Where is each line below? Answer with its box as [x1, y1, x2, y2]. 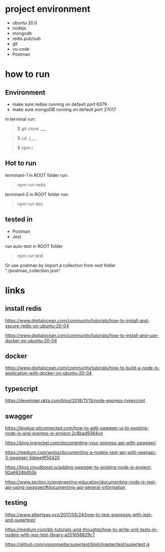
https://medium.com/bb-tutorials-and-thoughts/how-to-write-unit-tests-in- [5, 526, 158, 532]
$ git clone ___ [17, 125, 46, 131]
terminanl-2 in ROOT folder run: [5, 191, 69, 197]
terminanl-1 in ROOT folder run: [5, 172, 68, 178]
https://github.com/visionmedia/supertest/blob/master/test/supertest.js [5, 541, 150, 547]
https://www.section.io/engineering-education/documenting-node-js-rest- [5, 479, 157, 485]
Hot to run [5, 159, 37, 167]
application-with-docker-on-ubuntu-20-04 [5, 370, 92, 376]
